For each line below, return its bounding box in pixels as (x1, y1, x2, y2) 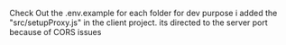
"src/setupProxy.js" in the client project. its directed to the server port (9, 17, 268, 28)
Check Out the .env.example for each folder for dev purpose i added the (9, 8, 278, 18)
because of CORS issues (9, 27, 102, 37)
